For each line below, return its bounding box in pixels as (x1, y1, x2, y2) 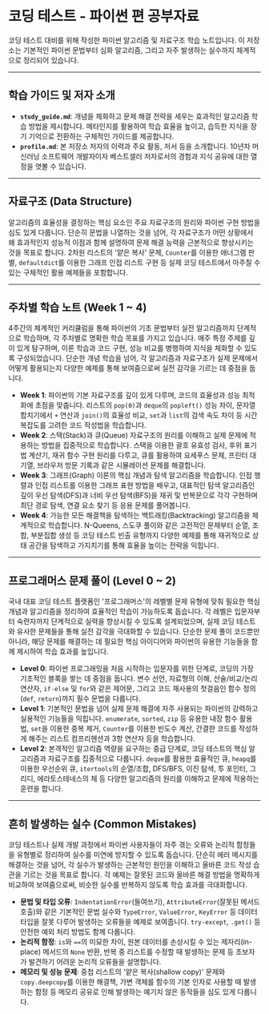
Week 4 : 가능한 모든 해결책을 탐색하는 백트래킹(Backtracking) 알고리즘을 (19, 510, 251, 521)
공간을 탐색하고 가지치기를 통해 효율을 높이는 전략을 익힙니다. (28, 541, 219, 550)
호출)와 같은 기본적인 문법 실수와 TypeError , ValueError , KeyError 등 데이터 (19, 907, 258, 916)
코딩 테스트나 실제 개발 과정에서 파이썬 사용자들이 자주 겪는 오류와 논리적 (8, 840, 235, 849)
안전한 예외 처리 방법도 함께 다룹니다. (19, 927, 136, 936)
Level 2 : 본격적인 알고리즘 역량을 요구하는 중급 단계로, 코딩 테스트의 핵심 (19, 744, 247, 754)
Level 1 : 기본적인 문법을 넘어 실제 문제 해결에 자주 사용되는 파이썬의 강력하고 (19, 704, 259, 714)
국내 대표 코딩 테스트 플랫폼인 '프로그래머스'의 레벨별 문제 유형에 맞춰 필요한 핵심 (8, 597, 260, 606)
